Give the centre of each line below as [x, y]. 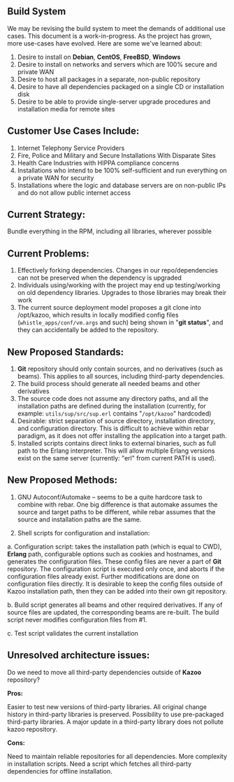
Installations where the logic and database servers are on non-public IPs [122, 185]
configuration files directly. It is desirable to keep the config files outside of [115, 584]
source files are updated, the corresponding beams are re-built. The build [113, 612]
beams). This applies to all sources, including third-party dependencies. [121, 376]
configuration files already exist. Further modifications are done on [103, 576]
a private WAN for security [56, 177]
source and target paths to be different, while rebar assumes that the [116, 512]
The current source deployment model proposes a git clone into [109, 308]
